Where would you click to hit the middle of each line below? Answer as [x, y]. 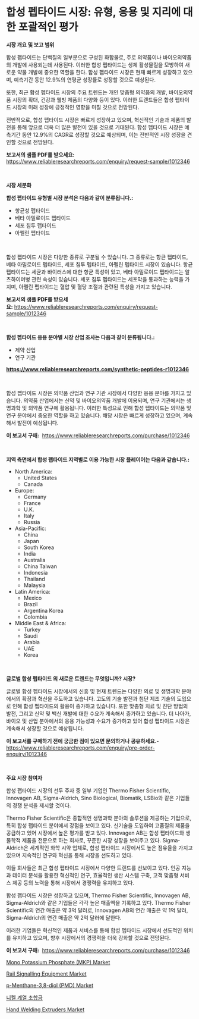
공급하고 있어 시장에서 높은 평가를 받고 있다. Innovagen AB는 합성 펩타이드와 [95, 833]
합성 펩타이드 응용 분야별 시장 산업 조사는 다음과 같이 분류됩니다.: [80, 337]
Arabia [32, 642]
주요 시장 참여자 [24, 777]
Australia [34, 560]
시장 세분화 [19, 185]
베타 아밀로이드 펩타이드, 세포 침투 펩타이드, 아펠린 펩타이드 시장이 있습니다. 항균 [99, 264]
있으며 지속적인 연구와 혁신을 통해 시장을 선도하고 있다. [70, 855]
